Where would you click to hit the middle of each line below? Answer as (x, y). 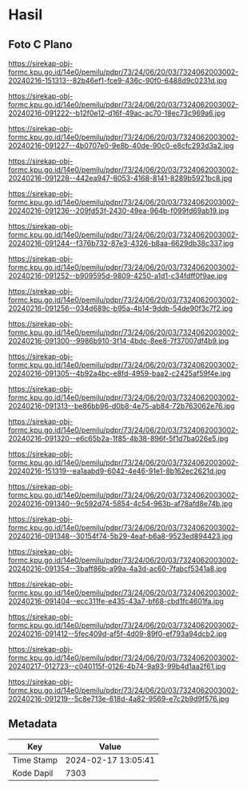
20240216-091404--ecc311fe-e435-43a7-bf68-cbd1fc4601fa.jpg (116, 601)
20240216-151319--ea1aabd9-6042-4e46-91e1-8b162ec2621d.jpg (117, 471)
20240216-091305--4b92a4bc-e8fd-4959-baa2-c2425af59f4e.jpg (120, 373)
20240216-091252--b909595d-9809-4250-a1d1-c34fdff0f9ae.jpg (118, 276)
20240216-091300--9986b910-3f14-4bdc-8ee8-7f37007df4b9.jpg (119, 341)
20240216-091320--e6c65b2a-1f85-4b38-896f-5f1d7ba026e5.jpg (119, 439)
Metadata (33, 724)
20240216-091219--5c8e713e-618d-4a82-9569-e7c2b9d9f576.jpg (119, 699)
